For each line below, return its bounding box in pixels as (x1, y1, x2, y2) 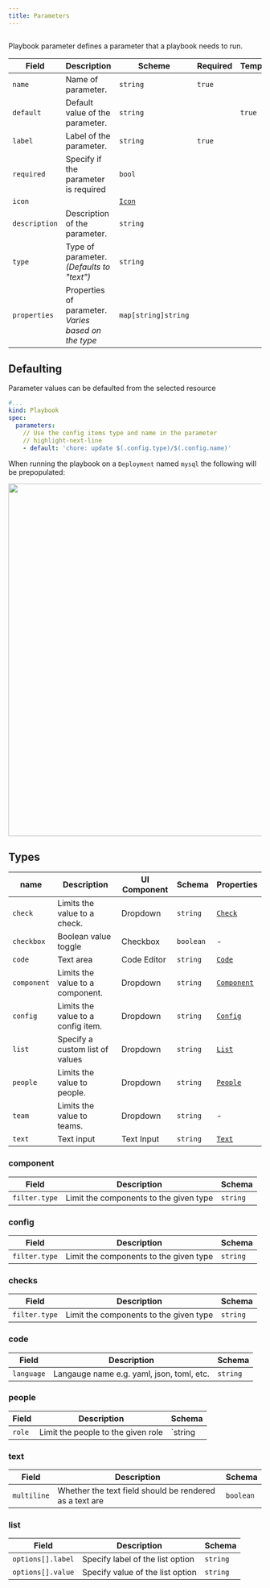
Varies (65, 314, 90, 326)
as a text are (57, 1495, 104, 1507)
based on (65, 324, 102, 335)
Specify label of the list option (81, 1553, 194, 1565)
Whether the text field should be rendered (57, 1485, 215, 1496)
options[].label (12, 1555, 75, 1564)
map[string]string (119, 310, 190, 319)
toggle (57, 941, 82, 952)
